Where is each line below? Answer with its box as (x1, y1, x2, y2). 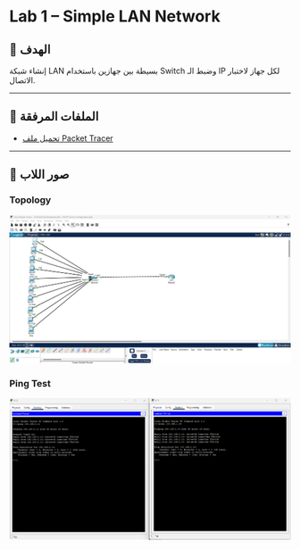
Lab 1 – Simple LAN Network (9, 6, 221, 27)
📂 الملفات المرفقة (9, 109, 99, 124)
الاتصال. (9, 75, 36, 86)
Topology (9, 194, 52, 206)
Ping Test (9, 377, 51, 389)
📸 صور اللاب (9, 167, 70, 182)
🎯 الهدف (9, 42, 51, 57)
